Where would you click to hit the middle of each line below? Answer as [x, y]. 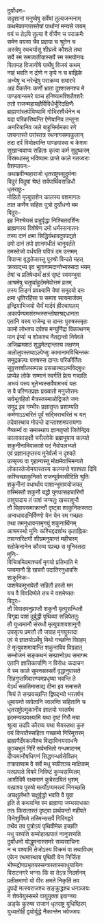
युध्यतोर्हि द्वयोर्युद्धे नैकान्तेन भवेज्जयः [44, 912]
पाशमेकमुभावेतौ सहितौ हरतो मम [40, 585]
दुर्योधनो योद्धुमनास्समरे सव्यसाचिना [43, 842]
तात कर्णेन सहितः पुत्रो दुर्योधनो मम [43, 205]
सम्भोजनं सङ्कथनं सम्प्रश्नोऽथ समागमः [48, 655]
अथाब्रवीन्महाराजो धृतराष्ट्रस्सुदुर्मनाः [42, 174]
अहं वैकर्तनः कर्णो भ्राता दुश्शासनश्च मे [46, 88]
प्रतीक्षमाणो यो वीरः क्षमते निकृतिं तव [43, 881]
